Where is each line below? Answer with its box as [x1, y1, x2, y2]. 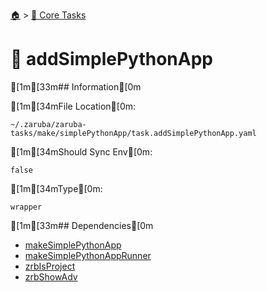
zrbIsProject [24, 260, 76, 272]
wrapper [10, 202, 43, 212]
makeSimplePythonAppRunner [24, 249, 152, 261]
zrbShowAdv [24, 270, 78, 283]
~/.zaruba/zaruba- [10, 119, 87, 129]
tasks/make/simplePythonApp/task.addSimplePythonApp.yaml [10, 128, 257, 138]
